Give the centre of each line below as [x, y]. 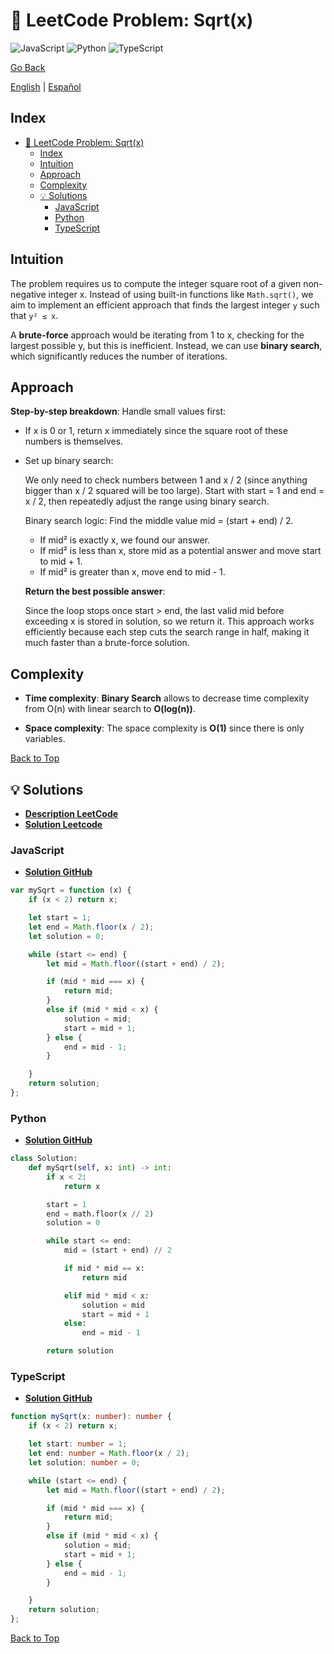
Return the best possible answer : [95, 591]
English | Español [46, 86]
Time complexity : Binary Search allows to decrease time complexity [167, 698]
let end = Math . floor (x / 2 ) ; [91, 927]
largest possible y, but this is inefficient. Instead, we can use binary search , [166, 345]
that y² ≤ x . [34, 315]
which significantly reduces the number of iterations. [119, 356]
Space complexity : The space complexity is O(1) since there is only [164, 728]
